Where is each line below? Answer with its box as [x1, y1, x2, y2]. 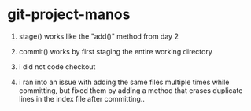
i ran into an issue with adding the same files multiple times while [18, 77, 230, 87]
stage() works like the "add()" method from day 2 [18, 31, 179, 41]
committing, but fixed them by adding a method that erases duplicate [18, 85, 243, 95]
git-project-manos [7, 6, 131, 24]
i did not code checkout [18, 61, 96, 72]
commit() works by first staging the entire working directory [18, 46, 213, 56]
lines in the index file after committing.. [18, 94, 145, 103]
